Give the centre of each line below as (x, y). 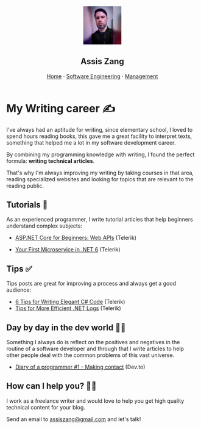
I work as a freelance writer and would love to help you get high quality (95, 401)
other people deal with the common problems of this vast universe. (90, 355)
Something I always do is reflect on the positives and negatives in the (93, 342)
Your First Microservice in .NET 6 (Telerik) (68, 250)
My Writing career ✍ (61, 108)
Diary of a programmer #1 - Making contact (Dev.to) (80, 367)
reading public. (25, 186)
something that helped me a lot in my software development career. (91, 142)
